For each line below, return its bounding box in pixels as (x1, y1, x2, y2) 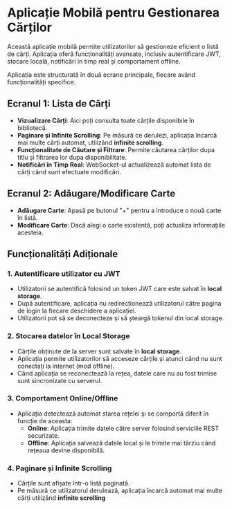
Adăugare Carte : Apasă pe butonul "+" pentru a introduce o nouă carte (17, 206, 222, 214)
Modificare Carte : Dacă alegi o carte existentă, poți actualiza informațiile (17, 221, 226, 229)
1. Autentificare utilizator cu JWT (7, 268, 121, 278)
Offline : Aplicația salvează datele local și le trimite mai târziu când (27, 438, 216, 447)
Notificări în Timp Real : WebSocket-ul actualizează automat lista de (17, 160, 211, 169)
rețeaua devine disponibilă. (27, 446, 105, 454)
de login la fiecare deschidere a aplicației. (17, 306, 136, 315)
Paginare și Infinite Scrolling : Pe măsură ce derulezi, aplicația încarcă (17, 131, 217, 139)
